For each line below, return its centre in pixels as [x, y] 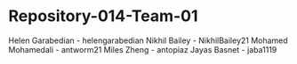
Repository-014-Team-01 [103, 16]
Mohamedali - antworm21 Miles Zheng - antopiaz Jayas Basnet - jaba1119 [143, 49]
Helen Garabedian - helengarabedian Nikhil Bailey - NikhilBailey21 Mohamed [148, 40]
